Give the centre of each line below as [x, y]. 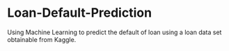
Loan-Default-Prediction [79, 13]
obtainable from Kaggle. [42, 39]
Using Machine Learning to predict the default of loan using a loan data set [114, 32]
